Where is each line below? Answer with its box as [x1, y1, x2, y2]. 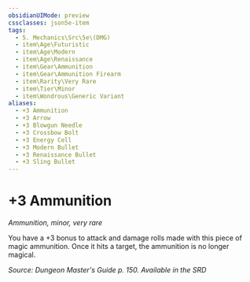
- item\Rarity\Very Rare [15, 77, 97, 85]
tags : [8, 26, 26, 34]
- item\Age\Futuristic [15, 41, 90, 49]
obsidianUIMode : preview [8, 11, 90, 20]
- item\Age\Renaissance [15, 56, 93, 64]
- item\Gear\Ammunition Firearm [15, 70, 122, 78]
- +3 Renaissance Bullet [15, 150, 97, 158]
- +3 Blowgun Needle [15, 121, 83, 129]
